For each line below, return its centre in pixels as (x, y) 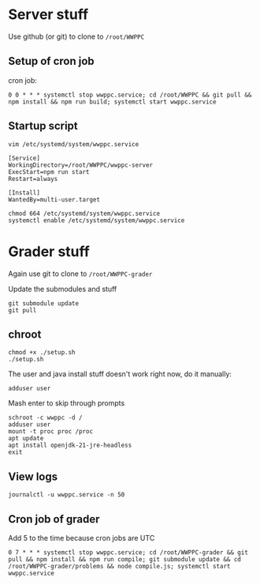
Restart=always (33, 179)
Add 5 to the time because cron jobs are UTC (82, 538)
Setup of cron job (51, 61)
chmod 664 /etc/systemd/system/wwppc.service (84, 213)
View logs (33, 476)
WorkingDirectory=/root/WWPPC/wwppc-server (81, 165)
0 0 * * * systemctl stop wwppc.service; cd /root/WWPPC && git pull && (130, 95)
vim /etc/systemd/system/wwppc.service (74, 144)
